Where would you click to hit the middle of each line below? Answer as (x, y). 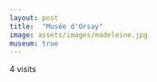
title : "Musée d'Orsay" (56, 26)
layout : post (34, 18)
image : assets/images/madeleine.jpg (78, 35)
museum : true (34, 43)
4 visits (23, 69)
